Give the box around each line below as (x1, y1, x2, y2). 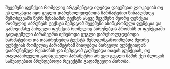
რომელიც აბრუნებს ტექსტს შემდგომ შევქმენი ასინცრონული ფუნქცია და (5, 20, 162, 26)
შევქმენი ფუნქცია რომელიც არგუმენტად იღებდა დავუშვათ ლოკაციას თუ (5, 5, 164, 10)
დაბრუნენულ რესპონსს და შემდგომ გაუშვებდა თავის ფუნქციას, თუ (5, 48, 151, 53)
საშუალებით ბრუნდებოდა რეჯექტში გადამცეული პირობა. (5, 58, 130, 64)
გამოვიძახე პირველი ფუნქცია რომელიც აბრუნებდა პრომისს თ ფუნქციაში (5, 26, 165, 32)
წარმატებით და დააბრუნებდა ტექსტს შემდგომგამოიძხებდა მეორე (5, 37, 149, 43)
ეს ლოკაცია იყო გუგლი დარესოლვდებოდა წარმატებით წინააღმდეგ (5, 10, 154, 16)
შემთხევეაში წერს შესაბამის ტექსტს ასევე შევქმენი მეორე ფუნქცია (5, 15, 149, 21)
